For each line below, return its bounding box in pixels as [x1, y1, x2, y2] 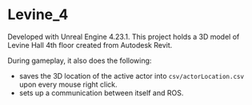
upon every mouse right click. [18, 80, 118, 89]
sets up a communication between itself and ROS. [18, 87, 184, 97]
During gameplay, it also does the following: [7, 56, 152, 65]
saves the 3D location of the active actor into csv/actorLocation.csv [18, 71, 245, 80]
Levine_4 [7, 6, 69, 24]
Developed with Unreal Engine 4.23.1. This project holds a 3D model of [7, 32, 240, 41]
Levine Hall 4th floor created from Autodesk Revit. [7, 40, 173, 49]
